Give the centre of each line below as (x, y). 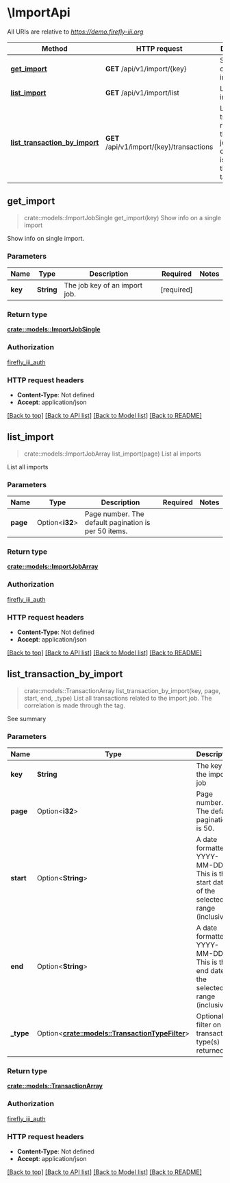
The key (209, 766)
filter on (208, 1025)
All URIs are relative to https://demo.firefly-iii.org (75, 32)
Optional (210, 1016)
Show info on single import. (46, 238)
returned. (211, 1051)
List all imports (28, 467)
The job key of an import (103, 285)
